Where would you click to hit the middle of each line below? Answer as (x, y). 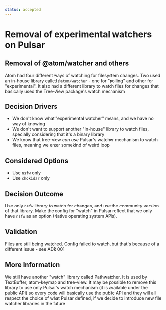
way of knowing (29, 124)
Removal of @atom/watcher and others (67, 63)
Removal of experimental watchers (79, 34)
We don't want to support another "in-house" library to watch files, (81, 129)
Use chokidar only (31, 178)
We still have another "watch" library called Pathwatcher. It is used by (76, 277)
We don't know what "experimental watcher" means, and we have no (83, 119)
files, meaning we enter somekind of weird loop (61, 145)
